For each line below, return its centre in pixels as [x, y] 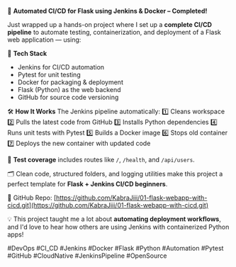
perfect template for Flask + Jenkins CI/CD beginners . [88, 184]
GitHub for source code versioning [68, 97]
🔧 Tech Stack [27, 53]
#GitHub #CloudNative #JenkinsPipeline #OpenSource [87, 256]
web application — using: [44, 40]
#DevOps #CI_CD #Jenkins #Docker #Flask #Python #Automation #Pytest [116, 248]
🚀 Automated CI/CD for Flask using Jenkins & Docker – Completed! [107, 11]
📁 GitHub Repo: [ [32, 198]
